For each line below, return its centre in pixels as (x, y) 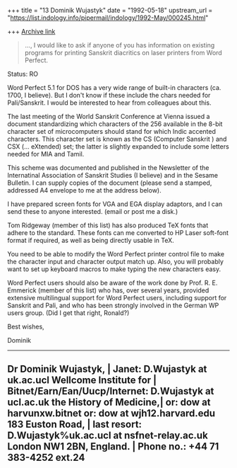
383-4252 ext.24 (46, 458)
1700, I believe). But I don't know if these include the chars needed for (109, 95)
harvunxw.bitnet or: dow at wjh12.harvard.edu (111, 413)
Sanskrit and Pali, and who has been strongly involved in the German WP (113, 305)
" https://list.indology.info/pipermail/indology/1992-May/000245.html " (108, 18)
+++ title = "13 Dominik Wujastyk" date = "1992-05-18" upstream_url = (110, 10)
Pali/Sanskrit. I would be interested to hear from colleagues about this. (109, 103)
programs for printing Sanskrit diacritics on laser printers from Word (123, 53)
